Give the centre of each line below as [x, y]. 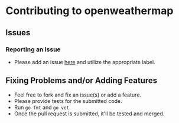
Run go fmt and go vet [41, 107]
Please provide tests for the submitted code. [68, 101]
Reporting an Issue [33, 49]
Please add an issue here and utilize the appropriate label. [84, 62]
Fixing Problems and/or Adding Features [82, 81]
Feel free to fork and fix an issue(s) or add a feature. [78, 95]
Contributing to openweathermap [89, 11]
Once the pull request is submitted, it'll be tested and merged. [89, 114]
